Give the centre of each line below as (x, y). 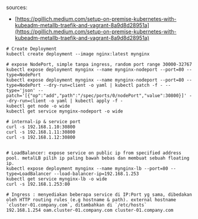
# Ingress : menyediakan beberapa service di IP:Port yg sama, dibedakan (99, 195)
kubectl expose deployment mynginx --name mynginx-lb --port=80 (87, 168)
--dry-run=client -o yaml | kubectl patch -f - (103, 85)
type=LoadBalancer (29, 174)
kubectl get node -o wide (38, 106)
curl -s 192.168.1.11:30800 (41, 132)
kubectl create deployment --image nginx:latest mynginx (78, 54)
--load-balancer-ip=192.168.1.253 (96, 174)
